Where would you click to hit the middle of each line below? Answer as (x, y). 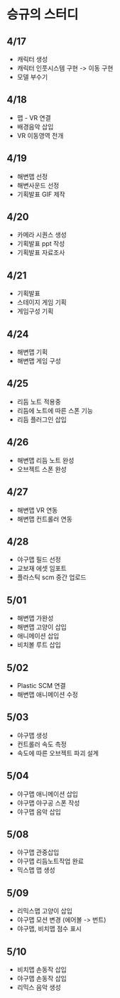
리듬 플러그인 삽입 (42, 419)
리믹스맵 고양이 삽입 (44, 911)
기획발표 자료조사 (41, 252)
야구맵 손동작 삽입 (42, 978)
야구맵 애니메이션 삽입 (48, 794)
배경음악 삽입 (35, 127)
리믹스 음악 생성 (39, 987)
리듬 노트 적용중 (39, 402)
